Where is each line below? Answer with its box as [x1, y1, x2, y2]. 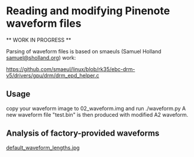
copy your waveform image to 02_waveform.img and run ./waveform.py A [6, 105, 186, 112]
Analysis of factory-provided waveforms [6, 129, 160, 139]
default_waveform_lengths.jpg [6, 144, 80, 151]
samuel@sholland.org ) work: [6, 54, 76, 61]
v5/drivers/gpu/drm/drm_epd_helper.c [6, 72, 99, 79]
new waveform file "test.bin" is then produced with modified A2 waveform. [6, 111, 189, 118]
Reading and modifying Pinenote [6, 4, 170, 18]
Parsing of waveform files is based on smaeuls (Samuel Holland [6, 47, 161, 55]
